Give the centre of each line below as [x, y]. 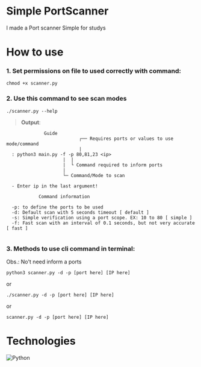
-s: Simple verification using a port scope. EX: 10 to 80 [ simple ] [102, 218]
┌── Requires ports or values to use [126, 139]
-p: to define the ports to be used [57, 207]
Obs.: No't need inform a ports [44, 262]
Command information [64, 196]
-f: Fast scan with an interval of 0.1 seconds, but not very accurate [104, 223]
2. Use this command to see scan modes [66, 99]
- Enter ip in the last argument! [55, 186]
